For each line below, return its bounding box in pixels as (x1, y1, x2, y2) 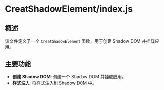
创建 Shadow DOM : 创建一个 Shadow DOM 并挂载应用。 (12, 73, 127, 79)
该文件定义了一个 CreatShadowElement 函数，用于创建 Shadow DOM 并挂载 (5, 38, 155, 44)
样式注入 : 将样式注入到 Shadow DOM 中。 (12, 80, 97, 86)
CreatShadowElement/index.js (5, 3, 133, 15)
